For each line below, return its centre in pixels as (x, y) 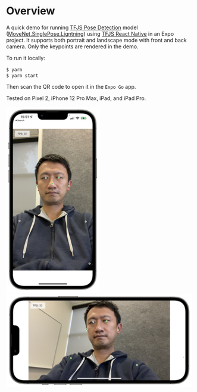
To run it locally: (26, 58)
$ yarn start (22, 76)
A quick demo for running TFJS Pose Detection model (72, 27)
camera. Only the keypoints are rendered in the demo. (72, 46)
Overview (31, 11)
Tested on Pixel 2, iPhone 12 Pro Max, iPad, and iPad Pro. (76, 98)
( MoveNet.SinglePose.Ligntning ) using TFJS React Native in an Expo (90, 33)
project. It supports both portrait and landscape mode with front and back (96, 40)
